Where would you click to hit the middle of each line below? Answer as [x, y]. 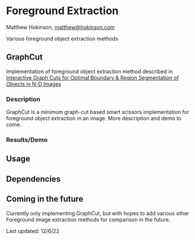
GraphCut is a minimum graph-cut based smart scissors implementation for [98, 112]
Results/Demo [27, 140]
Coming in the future [45, 199]
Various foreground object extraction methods [62, 38]
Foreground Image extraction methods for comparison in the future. [88, 219]
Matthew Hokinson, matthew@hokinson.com [60, 27]
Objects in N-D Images [34, 84]
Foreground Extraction [62, 11]
